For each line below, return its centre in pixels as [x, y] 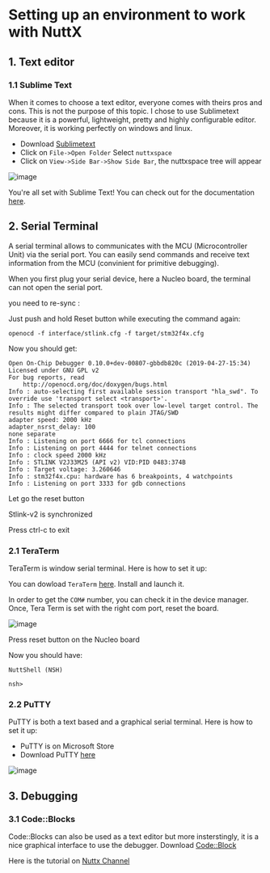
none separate [32, 434]
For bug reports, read [46, 377]
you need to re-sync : [44, 303]
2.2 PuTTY [30, 704]
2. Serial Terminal [53, 227]
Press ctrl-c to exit [39, 529]
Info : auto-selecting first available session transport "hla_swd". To [133, 391]
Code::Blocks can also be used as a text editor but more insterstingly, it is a [133, 836]
